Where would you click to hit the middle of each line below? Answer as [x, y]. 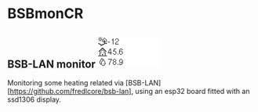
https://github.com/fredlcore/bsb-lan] [71, 91]
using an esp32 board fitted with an [193, 91]
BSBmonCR [45, 14]
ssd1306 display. [35, 99]
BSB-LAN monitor [51, 64]
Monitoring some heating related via [66, 83]
